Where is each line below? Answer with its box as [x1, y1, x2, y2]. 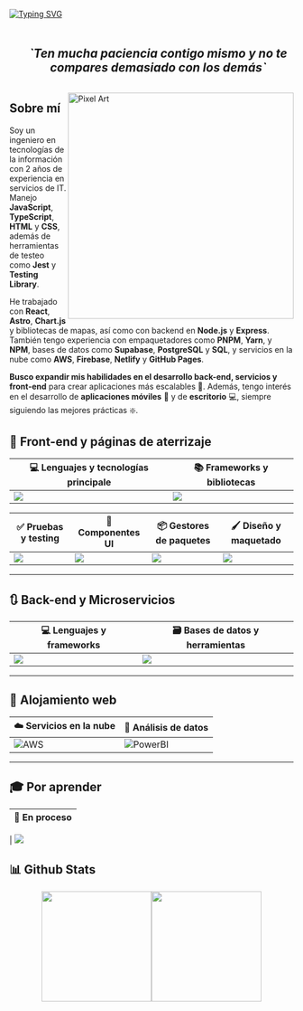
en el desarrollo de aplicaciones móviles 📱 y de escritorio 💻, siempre [9, 391, 272, 402]
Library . [9, 279, 40, 289]
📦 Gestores [156, 519, 210, 532]
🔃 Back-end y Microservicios [9, 592, 176, 608]
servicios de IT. [9, 182, 67, 194]
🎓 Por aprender [9, 780, 102, 795]
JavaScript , [9, 202, 54, 213]
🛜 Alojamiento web [9, 692, 117, 707]
